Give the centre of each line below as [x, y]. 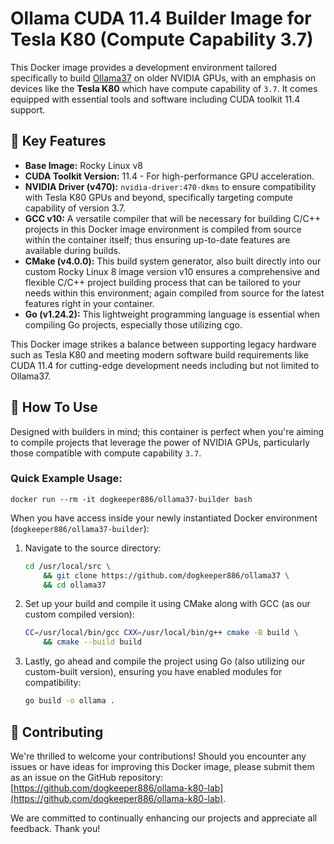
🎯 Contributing [57, 732]
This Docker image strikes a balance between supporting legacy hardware [163, 344]
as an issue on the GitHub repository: [87, 777]
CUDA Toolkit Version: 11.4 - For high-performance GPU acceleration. [169, 176]
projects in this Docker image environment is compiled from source [163, 229]
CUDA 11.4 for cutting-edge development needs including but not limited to [165, 365]
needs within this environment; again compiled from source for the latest [174, 293]
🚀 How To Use [54, 407]
